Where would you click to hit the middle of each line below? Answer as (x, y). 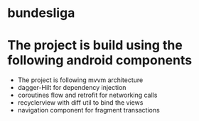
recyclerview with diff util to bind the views (80, 103)
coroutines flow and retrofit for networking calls (87, 95)
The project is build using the (95, 46)
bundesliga (41, 13)
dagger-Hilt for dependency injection (72, 88)
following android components (100, 60)
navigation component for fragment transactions (88, 110)
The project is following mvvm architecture (80, 80)
